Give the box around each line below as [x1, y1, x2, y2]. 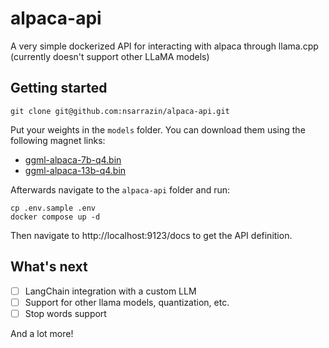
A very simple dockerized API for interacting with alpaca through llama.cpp [10, 40, 319, 52]
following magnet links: [10, 134, 106, 146]
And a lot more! [10, 327, 74, 339]
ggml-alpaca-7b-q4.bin [24, 153, 122, 166]
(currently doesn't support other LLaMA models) [10, 50, 210, 62]
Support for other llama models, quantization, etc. [24, 296, 230, 308]
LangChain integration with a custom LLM [24, 285, 197, 297]
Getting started [10, 80, 108, 97]
